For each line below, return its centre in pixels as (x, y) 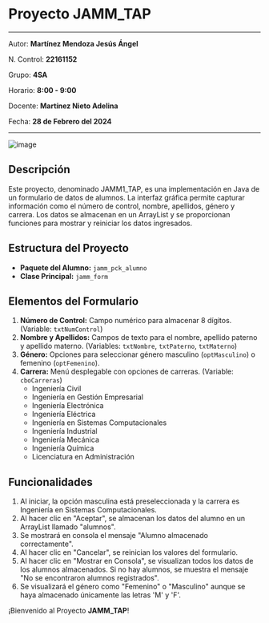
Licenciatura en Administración (83, 457)
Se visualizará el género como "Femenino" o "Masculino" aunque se (132, 587)
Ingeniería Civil (56, 389)
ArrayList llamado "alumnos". (68, 527)
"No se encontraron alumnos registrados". (89, 578)
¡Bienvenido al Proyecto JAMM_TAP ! (69, 611)
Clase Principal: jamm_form (64, 276)
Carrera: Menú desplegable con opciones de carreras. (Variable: (126, 372)
